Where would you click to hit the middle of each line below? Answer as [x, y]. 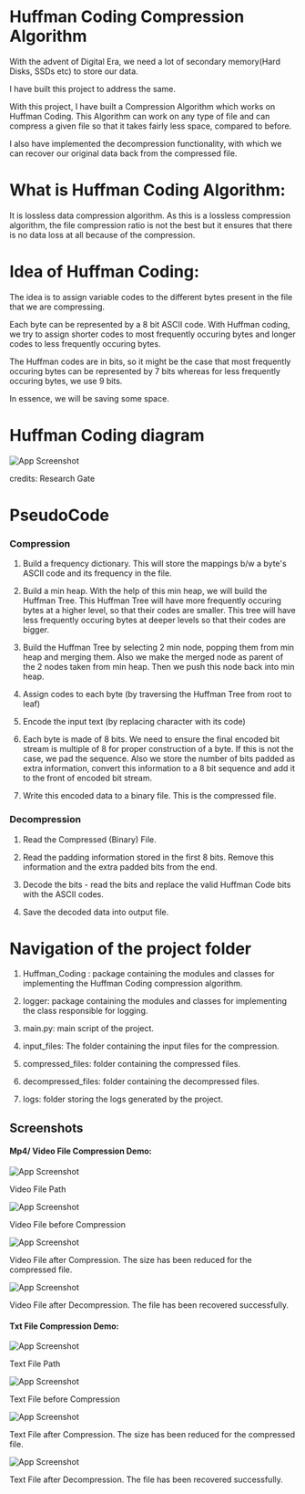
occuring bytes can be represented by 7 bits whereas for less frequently [145, 371]
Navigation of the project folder [131, 949]
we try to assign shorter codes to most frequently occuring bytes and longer [152, 334]
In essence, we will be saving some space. [90, 398]
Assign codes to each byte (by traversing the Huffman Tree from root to [157, 695]
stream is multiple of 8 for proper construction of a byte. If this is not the [158, 749]
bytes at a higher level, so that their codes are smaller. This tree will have [159, 611]
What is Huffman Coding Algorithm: [147, 190]
